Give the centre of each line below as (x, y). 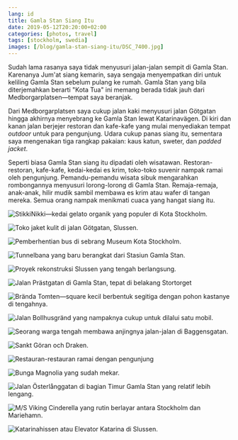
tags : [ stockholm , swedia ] (48, 40)
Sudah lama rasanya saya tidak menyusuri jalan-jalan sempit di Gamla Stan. (118, 67)
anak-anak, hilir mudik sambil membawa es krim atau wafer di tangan (109, 193)
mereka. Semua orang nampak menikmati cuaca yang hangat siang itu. (112, 200)
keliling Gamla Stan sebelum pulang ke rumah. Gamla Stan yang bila (107, 82)
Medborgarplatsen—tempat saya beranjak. (70, 97)
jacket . (18, 149)
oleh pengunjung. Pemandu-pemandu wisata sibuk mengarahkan (103, 177)
